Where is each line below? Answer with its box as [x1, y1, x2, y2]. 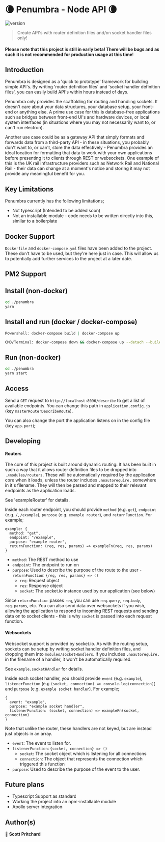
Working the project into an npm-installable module [12, 799, 116, 805]
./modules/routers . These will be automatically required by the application [5, 472, 156, 478]
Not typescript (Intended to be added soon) [12, 208, 101, 214]
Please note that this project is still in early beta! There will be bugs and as [5, 46, 160, 52]
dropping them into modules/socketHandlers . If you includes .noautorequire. [5, 651, 160, 657]
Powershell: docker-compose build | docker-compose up [5, 331, 120, 336]
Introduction [5, 65, 44, 74]
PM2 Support [5, 270, 47, 279]
